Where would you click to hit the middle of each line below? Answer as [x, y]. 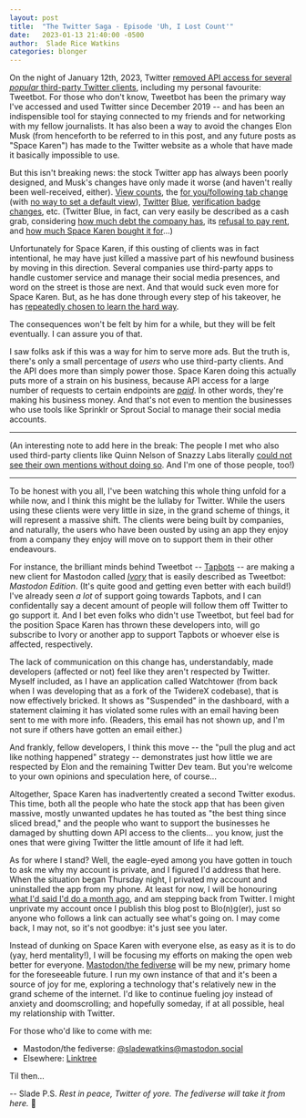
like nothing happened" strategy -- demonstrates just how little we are [141, 757]
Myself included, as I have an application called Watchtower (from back [143, 682]
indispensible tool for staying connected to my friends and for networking [147, 117]
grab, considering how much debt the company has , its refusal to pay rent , [149, 221]
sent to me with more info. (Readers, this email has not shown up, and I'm [147, 720]
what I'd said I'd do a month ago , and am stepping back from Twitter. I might [153, 899]
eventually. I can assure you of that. [76, 334]
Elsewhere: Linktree [60, 1059]
